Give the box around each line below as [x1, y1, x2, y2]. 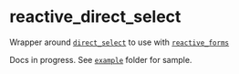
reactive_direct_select [9, 6, 182, 27]
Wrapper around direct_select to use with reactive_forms [9, 37, 230, 48]
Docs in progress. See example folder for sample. [9, 54, 192, 65]
